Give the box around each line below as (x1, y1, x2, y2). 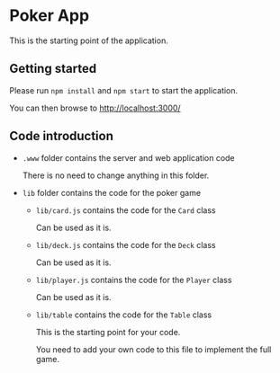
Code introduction (9, 129, 114, 144)
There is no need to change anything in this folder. (22, 170, 210, 181)
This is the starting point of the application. (9, 35, 168, 46)
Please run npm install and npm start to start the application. (9, 84, 239, 95)
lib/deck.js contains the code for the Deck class (35, 239, 216, 250)
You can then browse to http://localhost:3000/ (9, 102, 182, 113)
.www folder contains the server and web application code (22, 152, 236, 163)
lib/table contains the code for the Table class (35, 309, 212, 320)
